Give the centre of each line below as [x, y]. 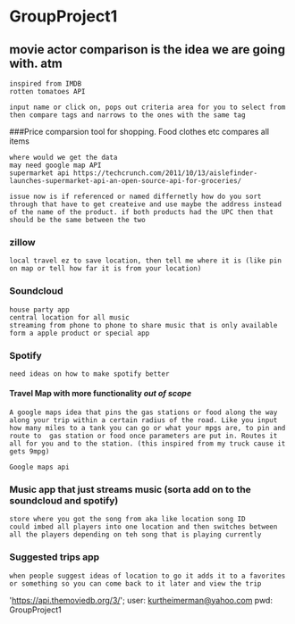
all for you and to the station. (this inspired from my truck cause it [147, 444]
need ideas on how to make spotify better [89, 374]
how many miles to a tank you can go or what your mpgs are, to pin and [147, 428]
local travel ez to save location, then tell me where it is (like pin [145, 261]
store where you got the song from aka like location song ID [127, 520]
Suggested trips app [55, 557]
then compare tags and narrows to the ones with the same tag [127, 115]
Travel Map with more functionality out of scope [101, 394]
